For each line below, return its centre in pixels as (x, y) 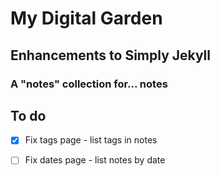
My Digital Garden (86, 18)
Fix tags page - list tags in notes (91, 140)
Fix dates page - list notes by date (95, 160)
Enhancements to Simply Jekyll (110, 55)
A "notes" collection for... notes (89, 84)
